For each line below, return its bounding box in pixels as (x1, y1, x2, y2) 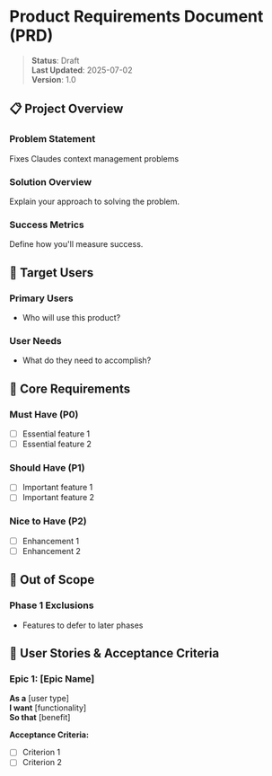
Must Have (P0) (9, 408, 79, 420)
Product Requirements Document (9, 6, 264, 27)
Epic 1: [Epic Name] (9, 672, 95, 684)
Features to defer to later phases (22, 620, 144, 630)
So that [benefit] (9, 712, 71, 723)
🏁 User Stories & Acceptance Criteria (9, 645, 220, 661)
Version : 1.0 (31, 74, 76, 84)
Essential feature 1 (22, 428, 91, 439)
